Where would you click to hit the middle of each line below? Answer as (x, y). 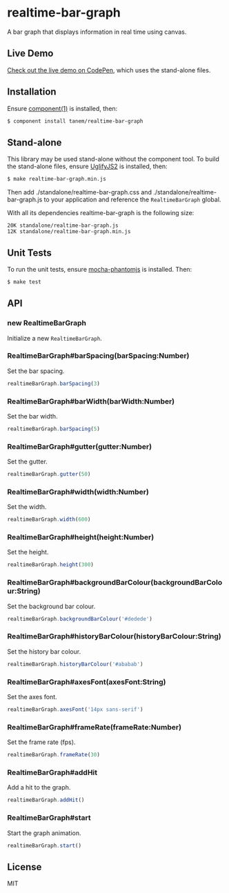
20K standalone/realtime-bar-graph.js (63, 225)
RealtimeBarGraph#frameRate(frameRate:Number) (94, 727)
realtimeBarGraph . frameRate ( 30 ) (53, 755)
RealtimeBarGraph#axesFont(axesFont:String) (87, 682)
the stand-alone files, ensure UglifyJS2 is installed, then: (87, 166)
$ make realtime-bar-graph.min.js (57, 179)
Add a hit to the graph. (39, 787)
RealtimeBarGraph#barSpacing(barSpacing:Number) (98, 356)
